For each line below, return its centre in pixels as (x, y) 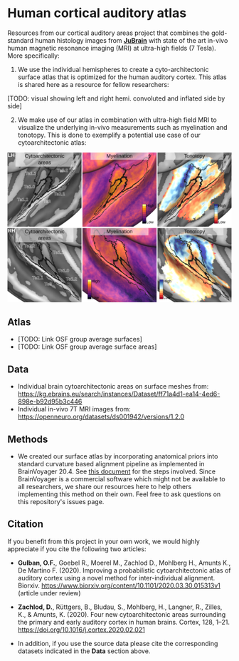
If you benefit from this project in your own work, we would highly (104, 541)
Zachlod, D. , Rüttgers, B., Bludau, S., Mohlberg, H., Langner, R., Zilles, (120, 607)
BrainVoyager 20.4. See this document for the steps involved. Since (116, 471)
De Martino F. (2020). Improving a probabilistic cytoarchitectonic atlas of (124, 570)
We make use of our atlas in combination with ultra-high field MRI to (117, 120)
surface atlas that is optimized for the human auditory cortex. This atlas (122, 77)
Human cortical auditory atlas (97, 13)
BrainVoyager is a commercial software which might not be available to (121, 479)
